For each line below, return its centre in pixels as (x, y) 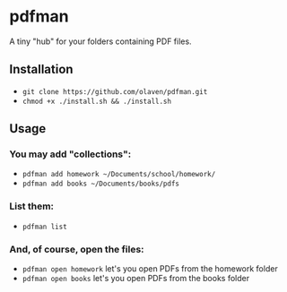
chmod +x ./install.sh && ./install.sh (97, 101)
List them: (32, 206)
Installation (41, 69)
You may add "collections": (70, 154)
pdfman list (44, 227)
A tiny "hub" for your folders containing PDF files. (100, 41)
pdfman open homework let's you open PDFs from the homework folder (150, 269)
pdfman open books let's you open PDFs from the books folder (135, 279)
